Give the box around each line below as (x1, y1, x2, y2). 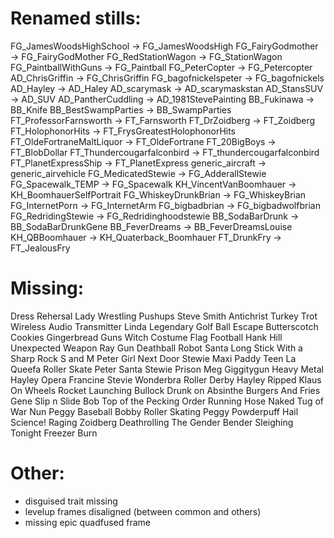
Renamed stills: (10, 7, 142, 30)
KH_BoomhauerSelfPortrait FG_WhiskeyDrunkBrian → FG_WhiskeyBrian (10, 188, 307, 201)
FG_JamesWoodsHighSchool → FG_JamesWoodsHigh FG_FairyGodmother (10, 40, 319, 52)
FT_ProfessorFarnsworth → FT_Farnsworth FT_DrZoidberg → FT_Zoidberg (10, 114, 316, 126)
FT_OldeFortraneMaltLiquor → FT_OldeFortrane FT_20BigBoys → (10, 135, 277, 147)
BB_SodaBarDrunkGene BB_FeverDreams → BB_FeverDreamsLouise (10, 220, 293, 232)
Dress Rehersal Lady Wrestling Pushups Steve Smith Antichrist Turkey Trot (10, 310, 318, 322)
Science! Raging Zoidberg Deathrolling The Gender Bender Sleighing (10, 416, 294, 428)
